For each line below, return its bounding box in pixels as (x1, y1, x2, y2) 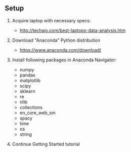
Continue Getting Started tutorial (12, 141, 80, 147)
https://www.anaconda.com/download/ (19, 47, 102, 53)
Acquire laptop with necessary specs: (12, 17, 91, 23)
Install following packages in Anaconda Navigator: (12, 57, 117, 63)
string (19, 131, 32, 137)
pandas (19, 72, 36, 78)
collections (19, 104, 42, 110)
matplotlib (19, 77, 41, 83)
